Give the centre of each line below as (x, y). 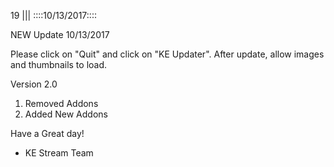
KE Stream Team (59, 153)
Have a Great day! (47, 133)
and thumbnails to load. (59, 64)
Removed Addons (61, 103)
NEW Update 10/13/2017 (60, 34)
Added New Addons (66, 114)
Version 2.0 (34, 84)
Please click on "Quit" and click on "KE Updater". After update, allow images (167, 54)
